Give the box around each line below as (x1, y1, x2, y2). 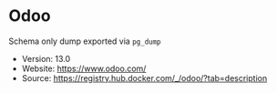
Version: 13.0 (21, 53, 71, 64)
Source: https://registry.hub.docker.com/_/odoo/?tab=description (21, 72, 268, 83)
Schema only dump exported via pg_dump (8, 36, 161, 46)
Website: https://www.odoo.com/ (21, 63, 147, 74)
